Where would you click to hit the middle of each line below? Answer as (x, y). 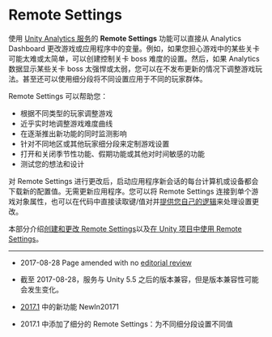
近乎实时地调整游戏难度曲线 (66, 123)
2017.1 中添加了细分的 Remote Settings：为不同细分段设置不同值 (126, 324)
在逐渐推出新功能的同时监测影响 (73, 133)
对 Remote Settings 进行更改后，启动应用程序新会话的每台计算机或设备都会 (134, 181)
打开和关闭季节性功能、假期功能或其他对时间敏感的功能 (112, 154)
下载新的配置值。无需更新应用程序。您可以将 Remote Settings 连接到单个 (130, 191)
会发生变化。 (41, 289)
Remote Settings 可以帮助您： (58, 96)
